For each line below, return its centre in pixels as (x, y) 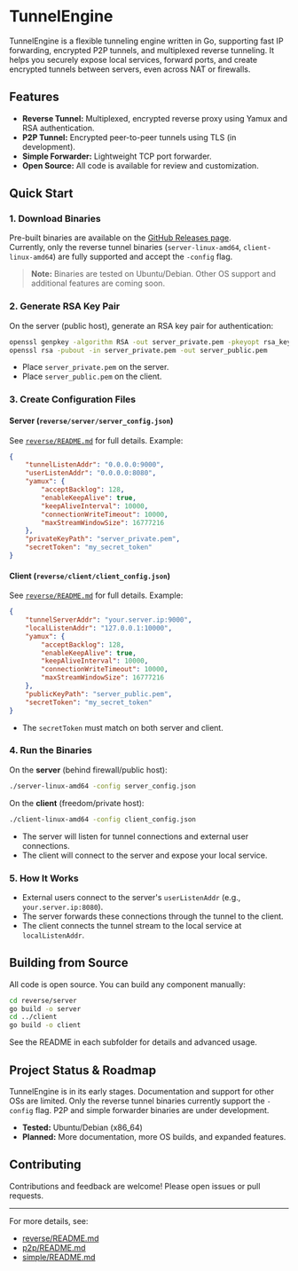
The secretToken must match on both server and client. (122, 727)
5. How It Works (44, 878)
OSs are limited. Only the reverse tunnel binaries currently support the (137, 1101)
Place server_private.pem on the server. (95, 367)
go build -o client (45, 1025)
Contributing (45, 1165)
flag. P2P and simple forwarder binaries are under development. (152, 1110)
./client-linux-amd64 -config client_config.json (103, 819)
